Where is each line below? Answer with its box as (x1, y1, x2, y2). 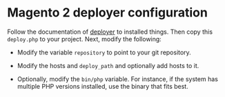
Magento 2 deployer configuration (7, 5, 208, 21)
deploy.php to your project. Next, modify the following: (7, 34, 162, 43)
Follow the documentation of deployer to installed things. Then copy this (7, 28, 213, 36)
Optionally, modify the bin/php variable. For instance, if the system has (17, 74, 219, 83)
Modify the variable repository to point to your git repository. (17, 48, 191, 56)
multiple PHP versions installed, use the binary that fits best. (17, 82, 188, 90)
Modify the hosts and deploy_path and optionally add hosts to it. (17, 61, 199, 69)
